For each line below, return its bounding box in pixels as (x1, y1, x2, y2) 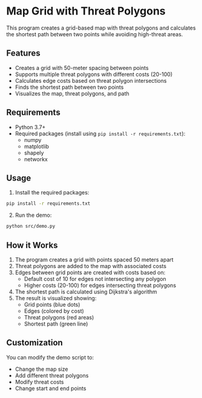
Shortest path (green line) (24, 320, 88, 327)
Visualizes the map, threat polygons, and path (15, 89, 130, 97)
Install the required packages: (15, 189, 90, 196)
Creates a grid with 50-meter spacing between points (15, 64, 149, 71)
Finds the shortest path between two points (15, 83, 124, 91)
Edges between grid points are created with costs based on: (15, 269, 166, 276)
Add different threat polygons (15, 371, 89, 379)
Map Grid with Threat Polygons (6, 4, 166, 18)
